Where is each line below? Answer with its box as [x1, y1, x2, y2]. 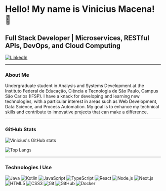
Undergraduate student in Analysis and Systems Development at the [5, 83, 144, 89]
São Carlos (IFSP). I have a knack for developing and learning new [5, 93, 140, 99]
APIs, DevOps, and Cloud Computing [5, 41, 121, 50]
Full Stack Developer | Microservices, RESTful [5, 34, 150, 42]
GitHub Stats [5, 126, 37, 133]
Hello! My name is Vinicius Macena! [5, 3, 155, 15]
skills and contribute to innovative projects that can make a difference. [5, 109, 148, 115]
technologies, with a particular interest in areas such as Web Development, [5, 98, 158, 104]
